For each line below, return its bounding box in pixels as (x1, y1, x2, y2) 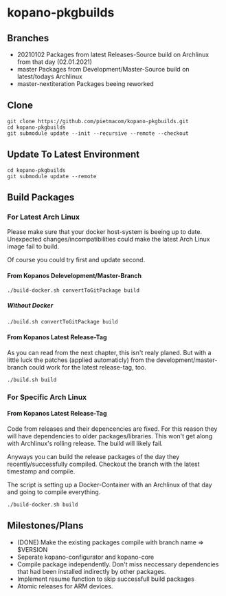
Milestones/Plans (7, 520, 84, 531)
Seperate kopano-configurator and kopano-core (16, 553, 155, 561)
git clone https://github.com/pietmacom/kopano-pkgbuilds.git (7, 118, 189, 125)
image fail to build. (7, 242, 60, 251)
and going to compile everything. (7, 487, 101, 496)
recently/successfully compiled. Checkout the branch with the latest (7, 460, 201, 468)
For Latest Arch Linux (7, 212, 80, 222)
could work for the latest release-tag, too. (28, 363, 146, 371)
